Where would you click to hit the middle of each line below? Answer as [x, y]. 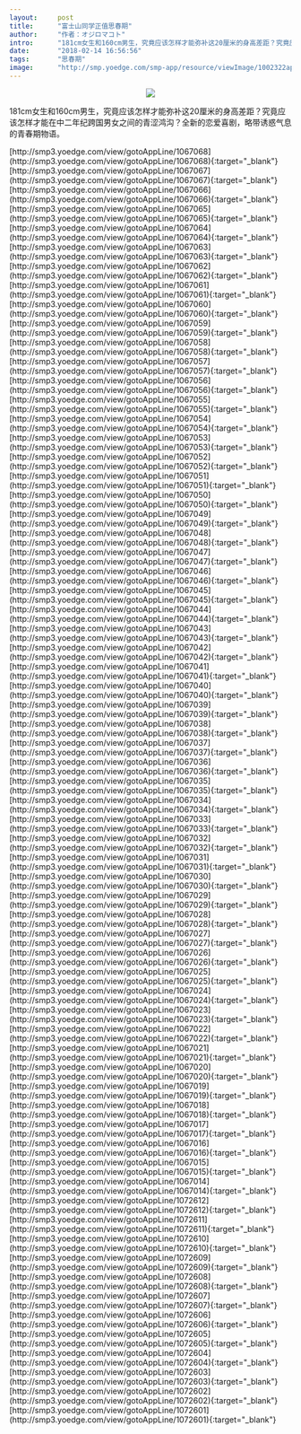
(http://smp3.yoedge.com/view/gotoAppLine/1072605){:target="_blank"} [144, 1343]
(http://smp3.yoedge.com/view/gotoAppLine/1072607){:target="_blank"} [143, 1305]
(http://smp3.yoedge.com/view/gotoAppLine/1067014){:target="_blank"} [143, 1191]
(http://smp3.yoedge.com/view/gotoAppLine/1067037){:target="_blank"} [143, 752]
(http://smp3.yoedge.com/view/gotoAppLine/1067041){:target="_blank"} [143, 676]
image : [21, 68]
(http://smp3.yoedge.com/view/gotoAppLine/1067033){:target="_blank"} [144, 828]
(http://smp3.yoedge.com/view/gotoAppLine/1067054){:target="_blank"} [144, 428]
